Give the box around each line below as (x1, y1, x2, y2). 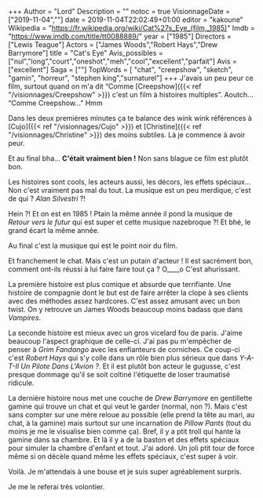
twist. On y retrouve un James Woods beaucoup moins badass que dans (8, 305, 243, 314)
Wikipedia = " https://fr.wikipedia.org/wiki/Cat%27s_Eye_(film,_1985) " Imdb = (8, 24, 255, 32)
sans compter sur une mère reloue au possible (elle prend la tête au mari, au (8, 410, 255, 419)
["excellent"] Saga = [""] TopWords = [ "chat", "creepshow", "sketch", (8, 65, 233, 74)
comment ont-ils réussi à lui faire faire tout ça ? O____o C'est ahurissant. (8, 264, 241, 274)
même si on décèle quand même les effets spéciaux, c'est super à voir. (8, 452, 238, 461)
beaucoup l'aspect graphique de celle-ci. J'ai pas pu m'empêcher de (8, 336, 232, 346)
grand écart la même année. (8, 226, 100, 234)
